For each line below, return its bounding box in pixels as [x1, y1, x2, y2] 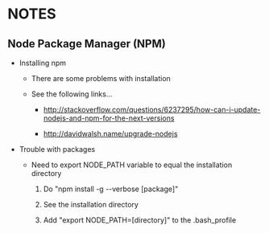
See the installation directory [43, 200, 139, 209]
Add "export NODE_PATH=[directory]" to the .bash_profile [43, 215, 237, 225]
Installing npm [19, 58, 66, 67]
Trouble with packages [19, 145, 96, 153]
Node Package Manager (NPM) [7, 37, 166, 51]
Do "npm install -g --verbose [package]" [43, 184, 179, 194]
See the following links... [31, 89, 113, 99]
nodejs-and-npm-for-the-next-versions [43, 113, 175, 123]
